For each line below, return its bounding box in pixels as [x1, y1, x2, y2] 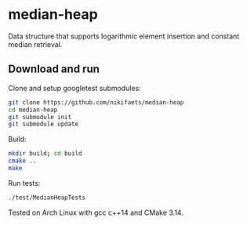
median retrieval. [8, 39, 63, 49]
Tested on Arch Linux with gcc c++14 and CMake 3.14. [8, 208, 184, 217]
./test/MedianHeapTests [8, 194, 86, 201]
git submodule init [8, 113, 72, 121]
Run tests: [8, 178, 41, 187]
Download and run [8, 63, 100, 76]
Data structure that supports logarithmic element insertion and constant [8, 31, 240, 41]
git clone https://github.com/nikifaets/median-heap [8, 98, 184, 107]
